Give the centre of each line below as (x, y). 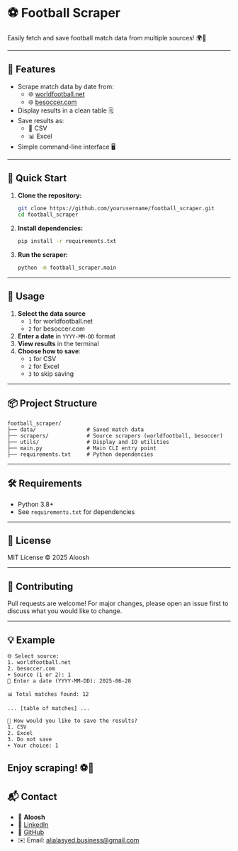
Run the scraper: (43, 255)
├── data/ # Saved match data (75, 429)
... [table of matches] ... (49, 708)
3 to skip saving (51, 373)
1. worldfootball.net (39, 662)
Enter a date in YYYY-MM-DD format (66, 336)
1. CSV (17, 727)
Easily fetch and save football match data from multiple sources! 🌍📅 (107, 38)
